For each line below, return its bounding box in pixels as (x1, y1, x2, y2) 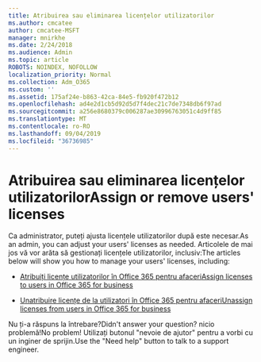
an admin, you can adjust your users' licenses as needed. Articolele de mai (8, 240, 253, 249)
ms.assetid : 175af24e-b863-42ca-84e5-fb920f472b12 (8, 93, 179, 101)
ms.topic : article (8, 56, 69, 64)
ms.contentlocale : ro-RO (8, 122, 90, 130)
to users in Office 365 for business (19, 280, 133, 290)
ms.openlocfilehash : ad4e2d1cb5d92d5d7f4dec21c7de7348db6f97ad (8, 100, 222, 108)
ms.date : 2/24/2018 (8, 41, 73, 49)
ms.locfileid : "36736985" (8, 137, 94, 145)
